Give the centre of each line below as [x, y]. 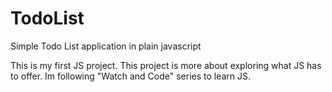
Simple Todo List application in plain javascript [106, 46]
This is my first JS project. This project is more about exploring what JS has [166, 65]
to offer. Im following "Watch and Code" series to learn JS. [131, 76]
